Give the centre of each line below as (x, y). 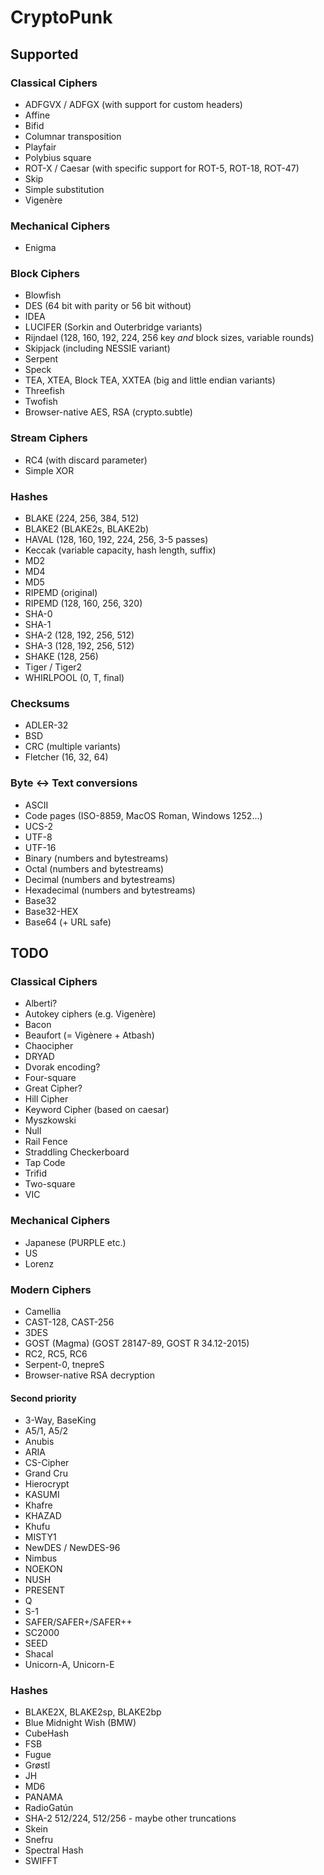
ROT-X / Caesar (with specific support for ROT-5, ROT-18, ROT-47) (162, 168)
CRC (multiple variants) (73, 747)
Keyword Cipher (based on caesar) (97, 1110)
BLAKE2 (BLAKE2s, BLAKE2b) (87, 529)
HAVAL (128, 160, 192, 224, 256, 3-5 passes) (116, 540)
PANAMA (43, 1797)
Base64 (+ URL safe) (68, 922)
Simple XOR (49, 470)
